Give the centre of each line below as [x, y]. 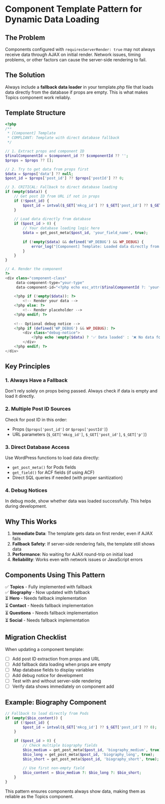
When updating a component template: [45, 649]
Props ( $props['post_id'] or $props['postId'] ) [60, 429]
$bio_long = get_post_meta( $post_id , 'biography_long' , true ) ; [89, 754]
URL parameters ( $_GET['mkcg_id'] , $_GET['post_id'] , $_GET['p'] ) [80, 434]
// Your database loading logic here [61, 228]
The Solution [25, 75]
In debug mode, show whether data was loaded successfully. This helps [78, 501]
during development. [26, 506]
